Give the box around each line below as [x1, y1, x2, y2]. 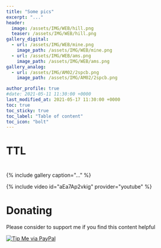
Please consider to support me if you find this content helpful [6, 223, 156, 230]
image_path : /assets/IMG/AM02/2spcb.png [17, 75, 118, 81]
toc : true [6, 102, 31, 108]
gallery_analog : [6, 63, 46, 70]
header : [6, 20, 25, 26]
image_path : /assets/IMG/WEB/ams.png [17, 58, 110, 64]
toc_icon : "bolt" [6, 119, 49, 125]
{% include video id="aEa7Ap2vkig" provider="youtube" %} [6, 183, 152, 190]
